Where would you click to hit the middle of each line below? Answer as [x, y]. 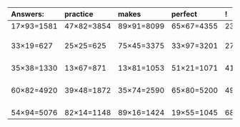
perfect [184, 14]
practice [79, 14]
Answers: [27, 14]
